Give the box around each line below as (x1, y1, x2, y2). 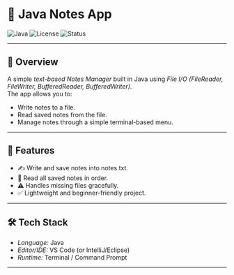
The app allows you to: (7, 89, 73, 98)
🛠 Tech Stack (7, 216, 68, 228)
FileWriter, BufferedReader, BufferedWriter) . (7, 82, 132, 90)
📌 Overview (7, 56, 58, 68)
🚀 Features (7, 144, 55, 156)
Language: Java (17, 239, 64, 247)
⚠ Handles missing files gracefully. (17, 181, 119, 189)
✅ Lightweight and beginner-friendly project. (17, 188, 146, 197)
